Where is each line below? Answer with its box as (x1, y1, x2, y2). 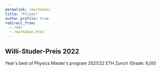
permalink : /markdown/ (5, 7, 51, 12)
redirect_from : (5, 20, 36, 26)
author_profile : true (5, 16, 49, 21)
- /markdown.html (9, 29, 45, 34)
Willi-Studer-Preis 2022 (5, 47, 80, 56)
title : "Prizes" (5, 12, 38, 16)
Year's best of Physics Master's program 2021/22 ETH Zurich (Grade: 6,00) (5, 60, 157, 66)
